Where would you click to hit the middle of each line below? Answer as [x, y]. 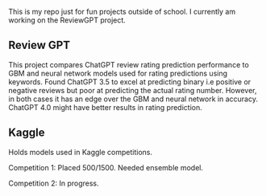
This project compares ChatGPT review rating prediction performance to [129, 64]
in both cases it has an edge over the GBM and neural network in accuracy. [133, 99]
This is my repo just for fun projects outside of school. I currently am [122, 12]
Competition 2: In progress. [54, 183]
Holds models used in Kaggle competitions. [81, 152]
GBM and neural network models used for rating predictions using [118, 73]
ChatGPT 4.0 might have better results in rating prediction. [106, 107]
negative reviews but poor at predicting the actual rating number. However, [133, 90]
